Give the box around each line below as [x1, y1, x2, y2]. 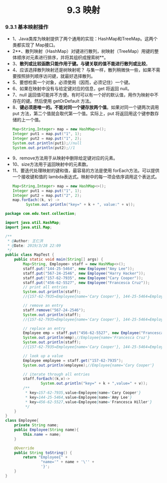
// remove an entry [23, 303, 64, 308]
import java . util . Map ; [5, 225, 52, 230]
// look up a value [23, 353, 64, 358]
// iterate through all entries [23, 372, 90, 377]
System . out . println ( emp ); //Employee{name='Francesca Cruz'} [23, 335, 150, 340]
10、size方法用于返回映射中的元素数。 [12, 161, 91, 167]
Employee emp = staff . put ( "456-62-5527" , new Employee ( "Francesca [23, 330, 164, 335]
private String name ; [14, 423, 59, 428]
